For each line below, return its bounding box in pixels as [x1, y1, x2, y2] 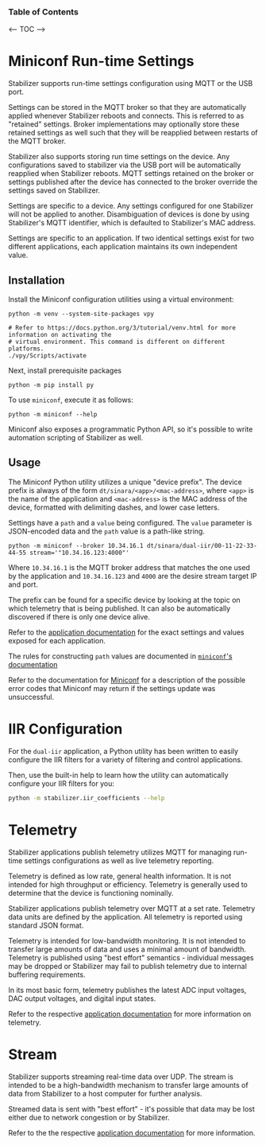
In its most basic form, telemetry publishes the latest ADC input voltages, [8, 985, 247, 995]
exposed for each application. [8, 635, 106, 645]
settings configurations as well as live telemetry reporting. [24, 855, 214, 866]
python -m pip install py [8, 381, 94, 389]
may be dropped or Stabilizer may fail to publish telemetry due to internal [8, 961, 248, 971]
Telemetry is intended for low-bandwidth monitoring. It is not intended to [8, 936, 246, 945]
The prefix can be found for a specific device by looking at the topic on [8, 595, 241, 604]
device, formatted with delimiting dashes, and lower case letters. [8, 502, 220, 512]
